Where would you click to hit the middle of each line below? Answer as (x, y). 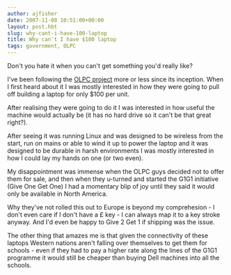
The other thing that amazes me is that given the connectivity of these (108, 235)
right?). (17, 122)
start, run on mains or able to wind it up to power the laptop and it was (108, 143)
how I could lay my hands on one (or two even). (75, 158)
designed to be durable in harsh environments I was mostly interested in (111, 151)
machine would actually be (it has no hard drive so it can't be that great (109, 115)
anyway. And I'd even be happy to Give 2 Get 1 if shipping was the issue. (111, 222)
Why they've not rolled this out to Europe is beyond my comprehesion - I (111, 207)
